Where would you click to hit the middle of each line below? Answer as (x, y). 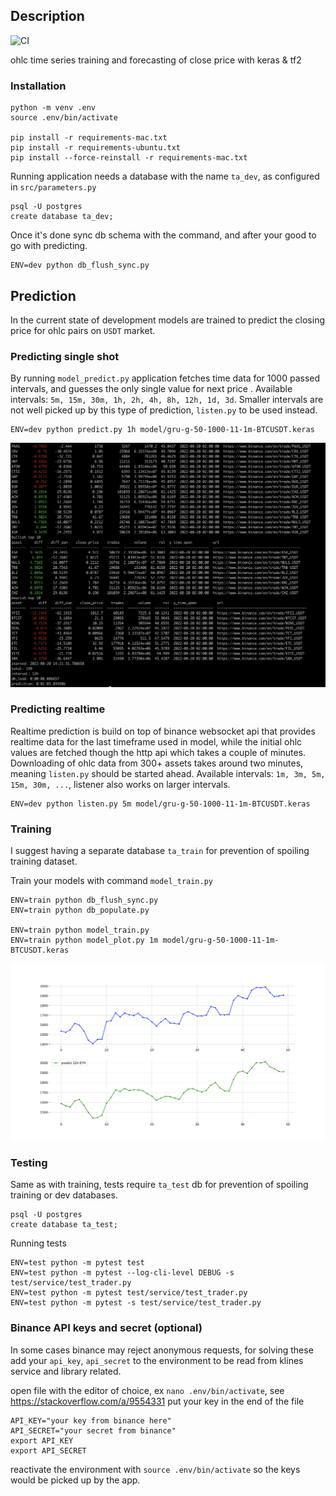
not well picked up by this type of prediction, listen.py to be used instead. (164, 410)
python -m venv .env (53, 108)
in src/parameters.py (53, 187)
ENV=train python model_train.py (80, 930)
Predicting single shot (65, 356)
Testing (29, 1163)
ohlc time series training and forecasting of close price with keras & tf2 (156, 60)
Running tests (38, 1243)
